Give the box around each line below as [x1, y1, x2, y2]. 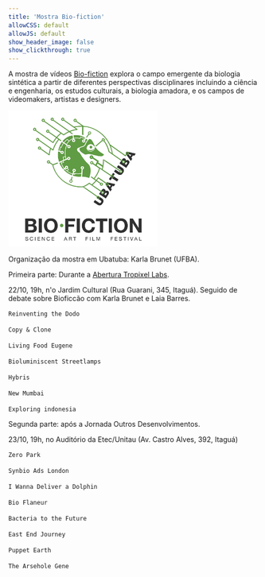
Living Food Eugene [8, 342, 73, 350]
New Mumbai [8, 389, 45, 397]
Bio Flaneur [8, 499, 48, 507]
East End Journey [8, 531, 66, 539]
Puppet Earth [8, 547, 52, 555]
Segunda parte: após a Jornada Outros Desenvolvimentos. [8, 420, 201, 429]
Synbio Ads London [8, 467, 69, 475]
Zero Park [8, 451, 41, 459]
